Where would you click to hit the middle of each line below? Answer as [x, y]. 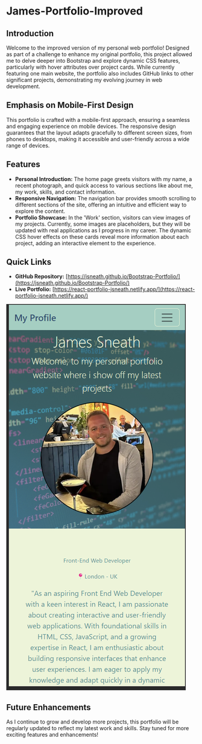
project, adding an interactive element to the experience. [85, 243]
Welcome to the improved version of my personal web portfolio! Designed [98, 48]
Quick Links [29, 262]
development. [23, 86]
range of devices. [28, 145]
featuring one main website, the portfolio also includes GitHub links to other [100, 73]
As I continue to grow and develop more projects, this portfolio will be [93, 722]
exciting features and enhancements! [52, 735]
